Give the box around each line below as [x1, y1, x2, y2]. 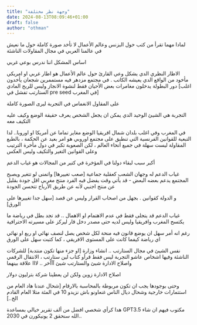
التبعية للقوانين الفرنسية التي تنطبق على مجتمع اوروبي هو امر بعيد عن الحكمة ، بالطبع [6, 136, 192, 143]
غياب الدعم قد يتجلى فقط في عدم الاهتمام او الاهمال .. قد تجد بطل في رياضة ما [6, 212, 181, 219]
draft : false [6, 19, 39, 25]
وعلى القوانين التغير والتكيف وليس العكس [6, 148, 97, 155]
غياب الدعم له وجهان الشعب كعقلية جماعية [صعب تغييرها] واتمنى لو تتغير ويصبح [6, 171, 179, 178]
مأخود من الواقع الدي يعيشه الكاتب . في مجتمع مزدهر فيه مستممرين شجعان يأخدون [6, 76, 189, 83]
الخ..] [6, 294, 18, 302]
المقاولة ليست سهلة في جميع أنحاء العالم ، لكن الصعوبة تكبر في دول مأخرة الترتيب [6, 141, 186, 148]
